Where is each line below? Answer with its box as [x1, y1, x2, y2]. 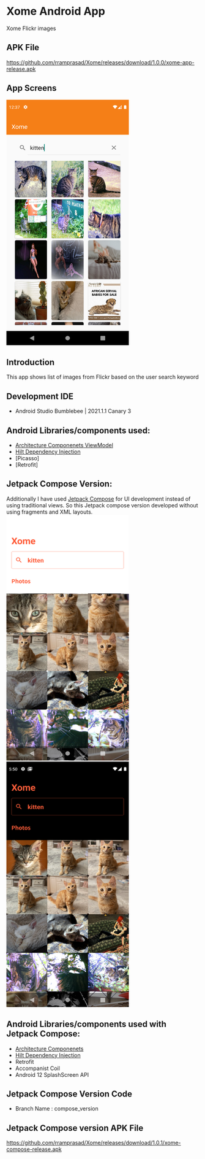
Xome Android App [6, 4, 105, 18]
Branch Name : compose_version [15, 1105, 99, 1112]
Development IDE [6, 391, 74, 401]
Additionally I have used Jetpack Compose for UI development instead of [6, 495, 191, 502]
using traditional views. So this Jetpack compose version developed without [6, 501, 198, 509]
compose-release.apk [6, 1146, 62, 1153]
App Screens [6, 83, 57, 93]
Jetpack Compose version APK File [6, 1123, 144, 1133]
